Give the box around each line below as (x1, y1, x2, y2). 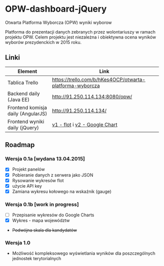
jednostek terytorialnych (12, 256, 61, 262)
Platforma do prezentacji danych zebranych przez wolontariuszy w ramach (5, 29, 156, 35)
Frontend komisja (7, 104, 47, 111)
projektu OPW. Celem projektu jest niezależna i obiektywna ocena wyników (5, 34, 156, 40)
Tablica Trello (7, 79, 39, 86)
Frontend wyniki (7, 118, 44, 125)
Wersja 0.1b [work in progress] (5, 201, 79, 208)
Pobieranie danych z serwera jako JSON (12, 172, 94, 178)
